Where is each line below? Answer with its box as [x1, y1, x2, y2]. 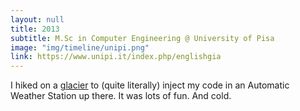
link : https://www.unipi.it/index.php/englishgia [10, 52, 222, 62]
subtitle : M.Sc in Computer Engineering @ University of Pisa [10, 33, 275, 43]
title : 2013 [10, 24, 60, 34]
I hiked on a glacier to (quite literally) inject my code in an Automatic [10, 79, 290, 91]
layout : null [10, 14, 65, 25]
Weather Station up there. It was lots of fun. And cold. [10, 90, 232, 102]
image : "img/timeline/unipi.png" [10, 42, 150, 53]
